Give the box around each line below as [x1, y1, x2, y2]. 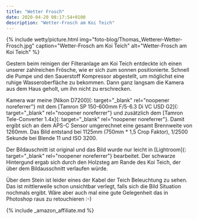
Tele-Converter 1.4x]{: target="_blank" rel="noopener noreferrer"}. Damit [6, 116, 185, 123]
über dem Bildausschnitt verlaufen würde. [6, 165, 108, 172]
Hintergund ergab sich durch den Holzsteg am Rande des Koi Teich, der [6, 158, 181, 166]
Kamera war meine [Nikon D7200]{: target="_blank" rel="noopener [6, 97, 170, 104]
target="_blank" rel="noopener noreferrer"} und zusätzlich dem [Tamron [6, 109, 183, 116]
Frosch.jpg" [6, 42, 35, 49]
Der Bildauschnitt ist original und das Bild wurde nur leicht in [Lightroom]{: [6, 146, 187, 153]
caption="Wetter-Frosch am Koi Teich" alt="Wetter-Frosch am [35, 42, 187, 49]
